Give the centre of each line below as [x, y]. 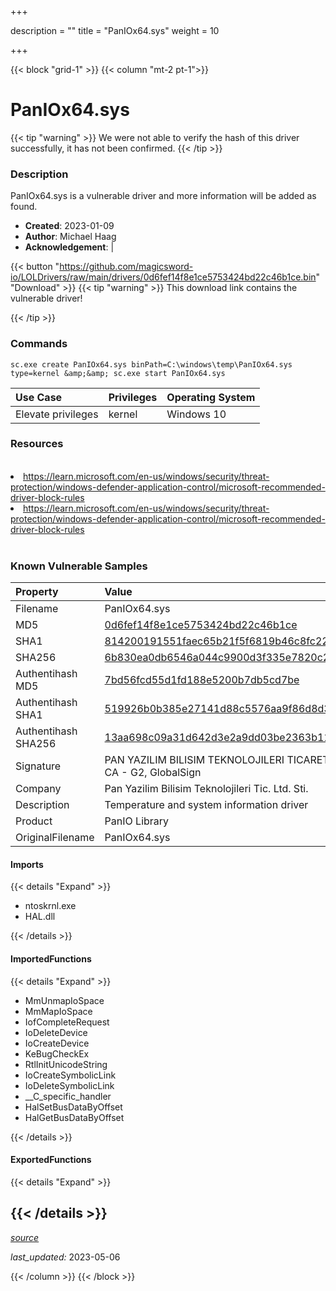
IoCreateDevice [57, 1043]
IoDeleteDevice [56, 1032]
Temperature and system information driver [206, 805]
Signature [38, 766]
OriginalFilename [55, 838]
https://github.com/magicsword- [126, 267]
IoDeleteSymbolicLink [69, 1085]
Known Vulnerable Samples [79, 566]
